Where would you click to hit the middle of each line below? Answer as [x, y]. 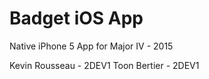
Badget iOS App [76, 18]
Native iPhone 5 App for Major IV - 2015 [91, 46]
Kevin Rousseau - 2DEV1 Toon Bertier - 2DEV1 [104, 65]
